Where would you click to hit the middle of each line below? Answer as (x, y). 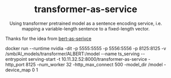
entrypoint (16, 59)
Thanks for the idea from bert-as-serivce (48, 38)
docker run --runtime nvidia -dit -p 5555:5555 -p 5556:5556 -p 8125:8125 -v (86, 48)
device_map (18, 70)
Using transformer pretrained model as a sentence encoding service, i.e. (86, 23)
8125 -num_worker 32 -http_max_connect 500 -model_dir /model (94, 64)
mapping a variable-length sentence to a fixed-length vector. (86, 28)
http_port (15, 64)
